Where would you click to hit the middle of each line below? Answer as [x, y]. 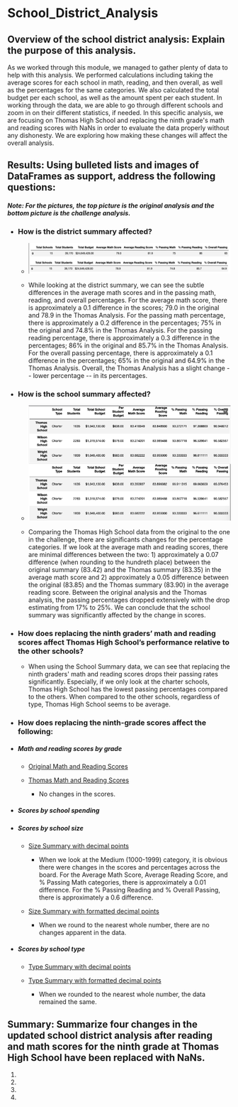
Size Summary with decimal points [79, 846]
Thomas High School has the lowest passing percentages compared [128, 689]
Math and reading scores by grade [70, 748]
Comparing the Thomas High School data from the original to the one [129, 531]
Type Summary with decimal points [79, 967]
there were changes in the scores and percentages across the [129, 868]
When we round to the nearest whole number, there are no [124, 925]
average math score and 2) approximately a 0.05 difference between [128, 577]
